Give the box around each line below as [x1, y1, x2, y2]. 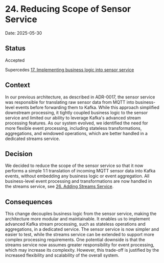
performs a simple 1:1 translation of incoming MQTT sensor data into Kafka [5, 168, 156, 174]
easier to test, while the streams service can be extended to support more [5, 232, 154, 238]
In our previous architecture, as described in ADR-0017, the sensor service [5, 94, 155, 100]
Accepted [5, 57, 25, 63]
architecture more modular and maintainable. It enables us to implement [5, 216, 150, 222]
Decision [5, 149, 33, 158]
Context [5, 81, 30, 89]
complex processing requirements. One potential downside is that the [5, 237, 145, 243]
